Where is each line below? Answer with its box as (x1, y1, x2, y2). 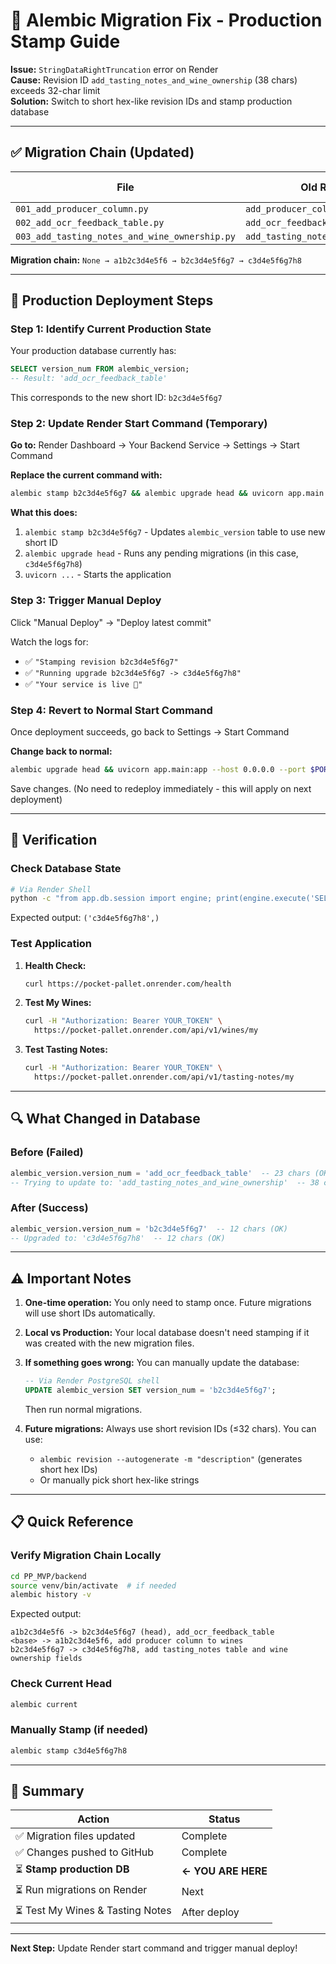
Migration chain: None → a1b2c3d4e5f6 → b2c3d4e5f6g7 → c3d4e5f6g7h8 (10, 254, 302, 266)
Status (208, 1812, 241, 1826)
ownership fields (10, 1654, 83, 1664)
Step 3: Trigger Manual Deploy (10, 594, 162, 608)
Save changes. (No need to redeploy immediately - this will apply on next (10, 782, 312, 794)
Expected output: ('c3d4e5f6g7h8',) (10, 912, 160, 924)
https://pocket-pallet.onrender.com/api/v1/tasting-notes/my (34, 1072, 295, 1083)
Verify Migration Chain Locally (10, 1549, 162, 1563)
